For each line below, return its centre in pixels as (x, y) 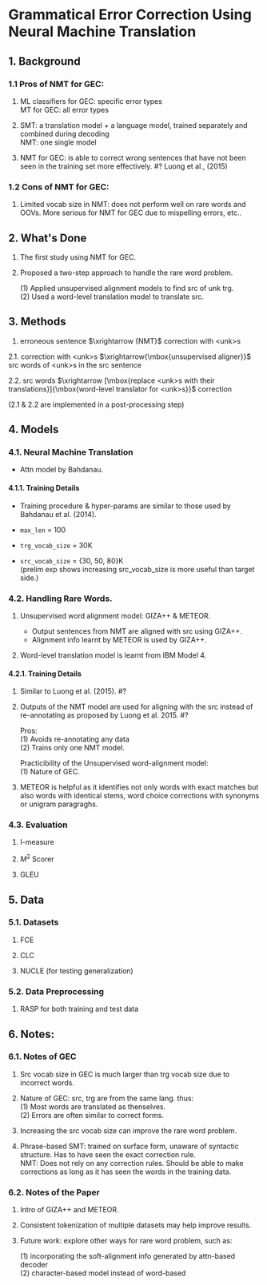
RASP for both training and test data (79, 1009)
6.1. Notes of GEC (42, 1056)
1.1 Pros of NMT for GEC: (56, 84)
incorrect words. (47, 1082)
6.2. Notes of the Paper (54, 1192)
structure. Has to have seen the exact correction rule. (108, 1154)
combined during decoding (64, 133)
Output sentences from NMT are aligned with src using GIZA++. (137, 631)
